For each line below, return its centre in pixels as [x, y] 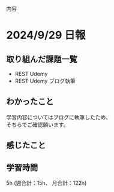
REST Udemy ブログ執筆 [45, 81]
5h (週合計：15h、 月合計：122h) [46, 183]
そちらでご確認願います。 [37, 124]
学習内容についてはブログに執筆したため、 [59, 117]
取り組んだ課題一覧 [42, 59]
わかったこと [30, 101]
